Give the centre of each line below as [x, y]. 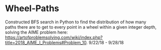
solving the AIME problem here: [36, 32]
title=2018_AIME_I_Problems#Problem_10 [46, 42]
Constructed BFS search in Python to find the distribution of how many [76, 22]
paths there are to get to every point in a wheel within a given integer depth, [81, 27]
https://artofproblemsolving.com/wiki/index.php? [54, 37]
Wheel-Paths [32, 8]
